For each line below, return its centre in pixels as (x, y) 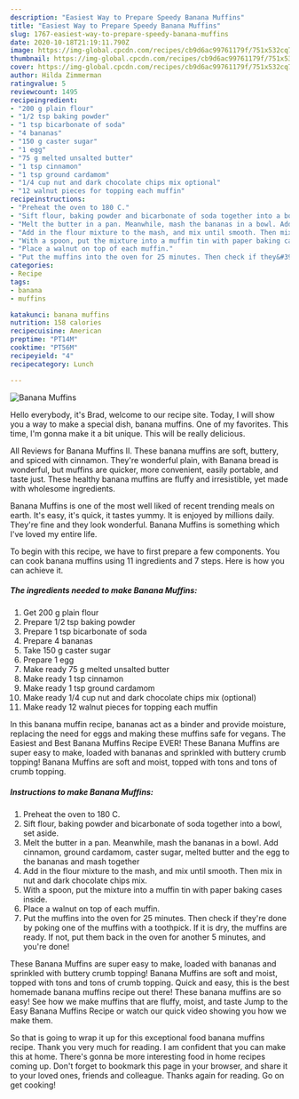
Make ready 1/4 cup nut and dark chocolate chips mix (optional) (139, 698)
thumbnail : (30, 59)
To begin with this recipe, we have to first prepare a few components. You (145, 551)
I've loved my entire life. (54, 533)
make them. (31, 1021)
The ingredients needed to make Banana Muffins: (104, 590)
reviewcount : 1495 (44, 92)
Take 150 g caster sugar (67, 651)
